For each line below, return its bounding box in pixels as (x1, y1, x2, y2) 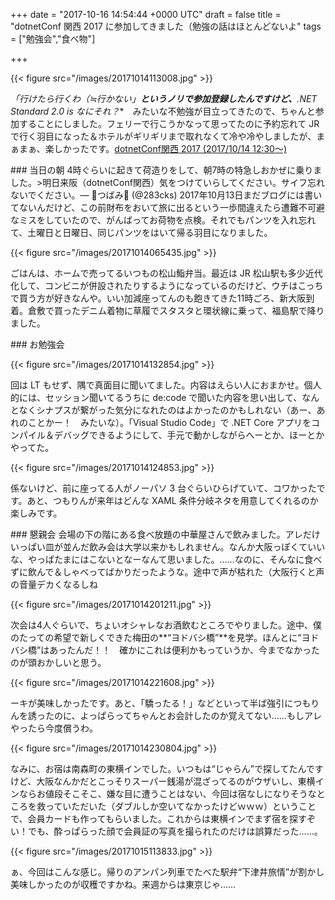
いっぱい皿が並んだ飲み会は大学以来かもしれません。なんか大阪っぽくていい (10, 541, 326, 553)
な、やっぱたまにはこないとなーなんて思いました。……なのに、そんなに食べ (10, 554, 323, 565)
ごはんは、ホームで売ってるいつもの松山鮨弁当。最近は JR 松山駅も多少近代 (10, 267, 323, 279)
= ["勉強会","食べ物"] (10, 33, 96, 44)
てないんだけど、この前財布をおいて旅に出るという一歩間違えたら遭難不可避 (10, 202, 325, 213)
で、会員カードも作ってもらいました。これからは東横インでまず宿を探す (10, 813, 308, 824)
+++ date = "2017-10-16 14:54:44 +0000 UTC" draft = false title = (10, 9, 282, 20)
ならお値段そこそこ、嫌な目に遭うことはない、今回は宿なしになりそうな (18, 788, 317, 799)
